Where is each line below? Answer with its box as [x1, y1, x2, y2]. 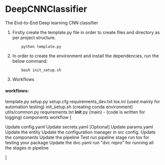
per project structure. [12, 35, 56, 41]
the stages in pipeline [5, 145, 49, 151]
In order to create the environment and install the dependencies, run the [12, 53, 159, 59]
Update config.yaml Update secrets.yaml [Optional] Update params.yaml [5, 124, 153, 130]
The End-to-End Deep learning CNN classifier [5, 20, 98, 26]
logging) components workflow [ [5, 115, 72, 121]
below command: [12, 58, 48, 64]
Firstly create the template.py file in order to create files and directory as [12, 29, 160, 35]
